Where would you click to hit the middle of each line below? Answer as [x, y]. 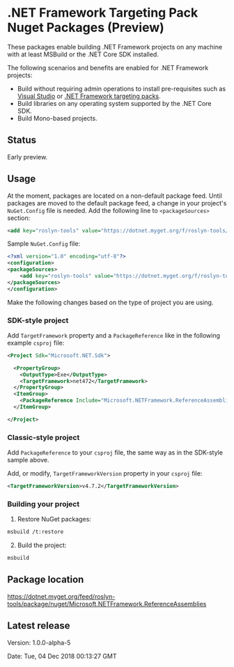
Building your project [44, 504]
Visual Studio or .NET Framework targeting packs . [89, 96]
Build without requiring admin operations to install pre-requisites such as [122, 88]
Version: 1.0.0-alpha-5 [39, 643]
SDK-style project [38, 320]
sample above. [28, 460]
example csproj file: [36, 343]
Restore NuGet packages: [54, 519]
